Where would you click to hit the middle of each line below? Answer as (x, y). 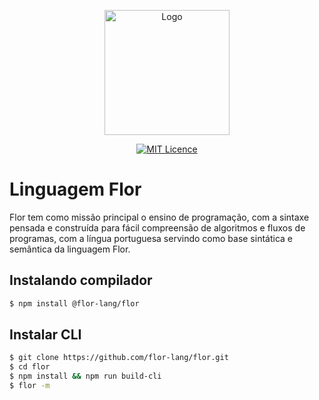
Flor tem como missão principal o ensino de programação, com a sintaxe (159, 217)
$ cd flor (30, 367)
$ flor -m (30, 386)
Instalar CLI (45, 335)
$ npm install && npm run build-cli (85, 376)
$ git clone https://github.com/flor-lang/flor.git (119, 358)
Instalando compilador (81, 280)
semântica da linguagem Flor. (70, 249)
